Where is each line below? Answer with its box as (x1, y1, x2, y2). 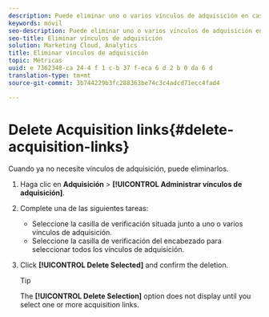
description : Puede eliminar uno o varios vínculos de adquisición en (8, 11, 249, 20)
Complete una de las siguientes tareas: (19, 204, 149, 213)
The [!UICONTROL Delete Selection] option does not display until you (19, 291, 251, 301)
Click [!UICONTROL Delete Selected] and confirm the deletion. (19, 260, 229, 270)
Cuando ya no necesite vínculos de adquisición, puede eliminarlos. (8, 164, 229, 173)
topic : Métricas (8, 57, 62, 65)
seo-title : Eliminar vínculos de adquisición (8, 34, 163, 43)
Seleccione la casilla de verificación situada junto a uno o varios (31, 219, 243, 229)
